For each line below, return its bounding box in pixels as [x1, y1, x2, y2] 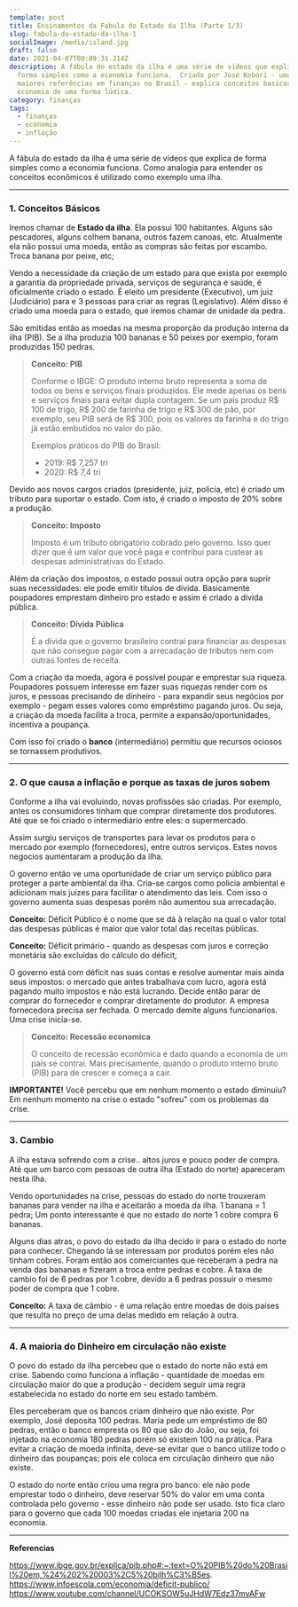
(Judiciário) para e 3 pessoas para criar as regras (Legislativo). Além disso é [9, 296, 288, 307]
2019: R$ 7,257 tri [43, 458, 108, 469]
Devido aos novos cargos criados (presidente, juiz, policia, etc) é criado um [9, 484, 286, 495]
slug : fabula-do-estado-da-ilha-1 [9, 29, 137, 38]
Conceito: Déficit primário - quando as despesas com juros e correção [9, 941, 269, 951]
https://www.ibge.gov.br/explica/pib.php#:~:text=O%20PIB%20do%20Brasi [9, 1560, 288, 1571]
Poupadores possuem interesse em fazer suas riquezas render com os [9, 681, 268, 692]
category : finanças [9, 95, 82, 105]
